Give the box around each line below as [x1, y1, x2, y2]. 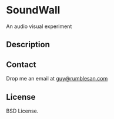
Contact [6, 60, 36, 69]
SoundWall [6, 3, 61, 17]
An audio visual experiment [6, 23, 72, 30]
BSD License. [6, 107, 39, 114]
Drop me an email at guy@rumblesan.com [6, 75, 108, 82]
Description [6, 40, 50, 50]
